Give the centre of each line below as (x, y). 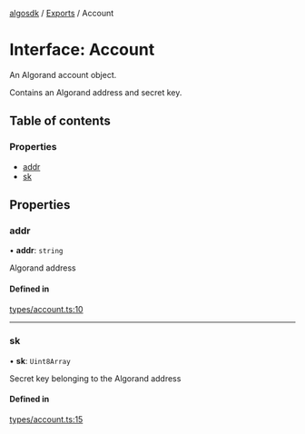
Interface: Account (82, 50)
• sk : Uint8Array (40, 360)
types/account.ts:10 (46, 309)
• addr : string (36, 251)
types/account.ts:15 (46, 419)
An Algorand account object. (63, 74)
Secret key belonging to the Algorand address (95, 378)
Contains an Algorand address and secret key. (96, 92)
